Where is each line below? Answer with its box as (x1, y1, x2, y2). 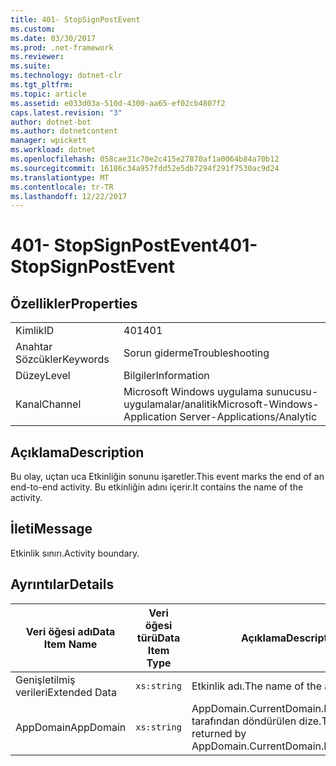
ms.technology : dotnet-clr (10, 71, 123, 81)
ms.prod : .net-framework (10, 42, 114, 53)
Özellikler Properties (10, 295, 138, 312)
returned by (191, 726, 247, 740)
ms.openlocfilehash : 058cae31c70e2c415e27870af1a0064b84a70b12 (10, 154, 280, 164)
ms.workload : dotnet (10, 145, 97, 155)
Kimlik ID (15, 324, 55, 338)
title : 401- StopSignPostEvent (10, 14, 141, 25)
